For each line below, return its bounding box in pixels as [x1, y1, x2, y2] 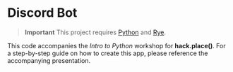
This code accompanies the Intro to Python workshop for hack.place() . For [7, 41, 226, 50]
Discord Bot [7, 5, 78, 21]
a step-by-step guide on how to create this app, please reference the [7, 49, 208, 57]
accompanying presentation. [7, 56, 90, 64]
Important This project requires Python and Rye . [24, 28, 167, 36]
